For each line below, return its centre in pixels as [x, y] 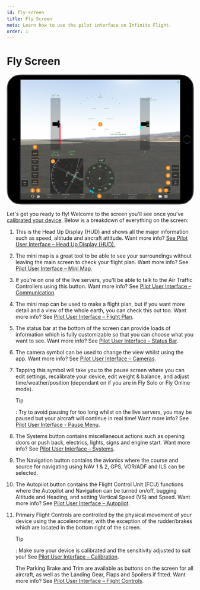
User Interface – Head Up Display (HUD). [65, 245]
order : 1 [18, 31]
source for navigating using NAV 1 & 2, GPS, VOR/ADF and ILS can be [100, 467]
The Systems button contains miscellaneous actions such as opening [100, 436]
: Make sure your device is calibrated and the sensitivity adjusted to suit [103, 551]
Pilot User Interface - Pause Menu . [58, 425]
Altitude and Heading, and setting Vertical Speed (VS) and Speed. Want [103, 497]
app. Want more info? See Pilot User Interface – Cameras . [86, 359]
